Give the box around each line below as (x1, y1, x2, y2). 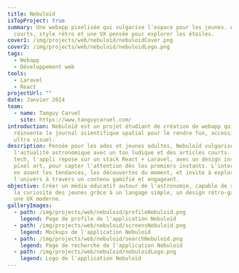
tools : (7, 70, 27, 77)
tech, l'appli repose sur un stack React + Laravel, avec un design (14, 156, 221, 164)
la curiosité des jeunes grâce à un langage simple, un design (14, 189, 205, 196)
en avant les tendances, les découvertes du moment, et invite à (14, 168, 212, 176)
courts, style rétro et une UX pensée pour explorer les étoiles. (14, 30, 215, 38)
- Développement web (14, 63, 75, 70)
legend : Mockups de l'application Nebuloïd (20, 228, 152, 235)
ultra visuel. (14, 136, 55, 143)
